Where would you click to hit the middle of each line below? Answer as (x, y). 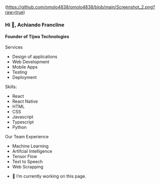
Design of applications (35, 57)
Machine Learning (30, 146)
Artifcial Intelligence (32, 151)
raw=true (14, 12)
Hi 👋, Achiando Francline (35, 25)
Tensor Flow (25, 156)
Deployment (24, 77)
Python (19, 127)
